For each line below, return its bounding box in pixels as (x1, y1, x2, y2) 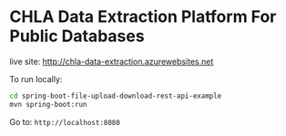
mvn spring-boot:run (9, 99, 88, 109)
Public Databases (9, 26, 145, 47)
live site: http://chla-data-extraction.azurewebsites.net (9, 56, 214, 67)
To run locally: (9, 73, 63, 84)
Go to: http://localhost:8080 (9, 116, 120, 127)
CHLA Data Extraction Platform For (9, 6, 277, 27)
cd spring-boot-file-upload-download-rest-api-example (9, 91, 222, 100)
